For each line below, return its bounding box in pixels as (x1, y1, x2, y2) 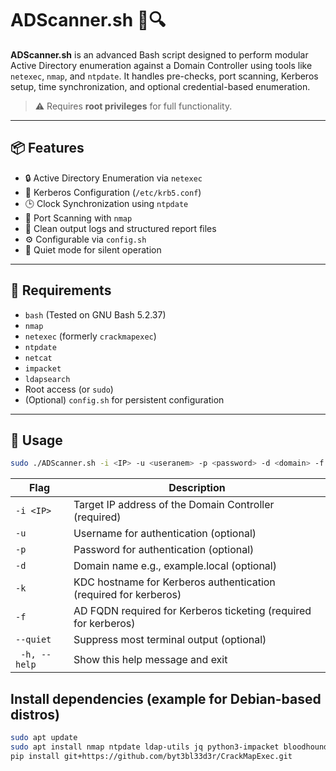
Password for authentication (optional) (73, 543, 255, 557)
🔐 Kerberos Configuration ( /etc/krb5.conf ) (24, 186, 202, 198)
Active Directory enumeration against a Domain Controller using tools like (10, 59, 313, 71)
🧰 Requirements (10, 282, 112, 299)
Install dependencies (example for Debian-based (10, 690, 322, 707)
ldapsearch (24, 374, 71, 384)
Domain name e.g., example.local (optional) (73, 559, 277, 573)
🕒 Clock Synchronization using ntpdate (24, 197, 189, 209)
